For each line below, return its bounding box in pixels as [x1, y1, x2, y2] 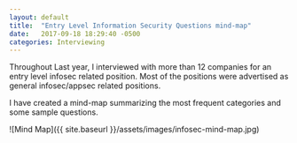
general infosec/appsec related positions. [9, 80, 161, 91]
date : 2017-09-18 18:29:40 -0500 [9, 29, 141, 38]
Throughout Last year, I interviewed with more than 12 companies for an [9, 62, 272, 72]
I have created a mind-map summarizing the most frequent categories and [9, 98, 282, 109]
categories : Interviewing [9, 37, 105, 47]
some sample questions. [9, 107, 99, 117]
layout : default [9, 12, 69, 22]
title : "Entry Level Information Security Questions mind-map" [9, 21, 252, 30]
